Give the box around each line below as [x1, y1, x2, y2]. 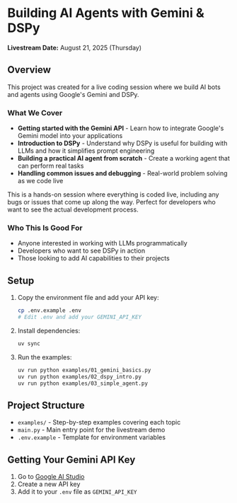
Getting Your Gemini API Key [7, 453, 136, 466]
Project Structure [7, 399, 85, 411]
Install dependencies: [17, 326, 81, 335]
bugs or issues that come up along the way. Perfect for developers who [7, 198, 216, 207]
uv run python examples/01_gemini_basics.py [17, 366, 151, 374]
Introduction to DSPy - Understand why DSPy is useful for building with [17, 139, 228, 148]
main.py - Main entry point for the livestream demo [17, 426, 166, 434]
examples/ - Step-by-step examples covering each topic [17, 418, 181, 427]
